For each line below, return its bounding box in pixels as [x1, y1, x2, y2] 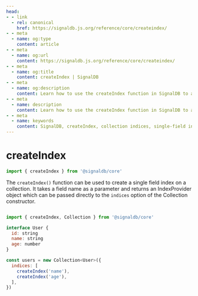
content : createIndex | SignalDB [16, 74, 99, 80]
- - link [6, 14, 28, 20]
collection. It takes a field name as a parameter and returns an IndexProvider [6, 185, 192, 192]
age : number [11, 241, 41, 247]
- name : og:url [11, 52, 49, 58]
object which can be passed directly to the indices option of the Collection [6, 191, 188, 198]
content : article [16, 42, 60, 48]
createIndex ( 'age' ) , [16, 274, 67, 280]
